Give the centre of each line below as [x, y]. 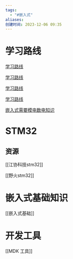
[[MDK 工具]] [19, 251]
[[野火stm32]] [20, 175]
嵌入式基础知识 [37, 198]
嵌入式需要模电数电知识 [30, 110]
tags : [11, 10]
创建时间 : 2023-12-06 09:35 [34, 24]
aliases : [15, 19]
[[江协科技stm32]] [24, 165]
